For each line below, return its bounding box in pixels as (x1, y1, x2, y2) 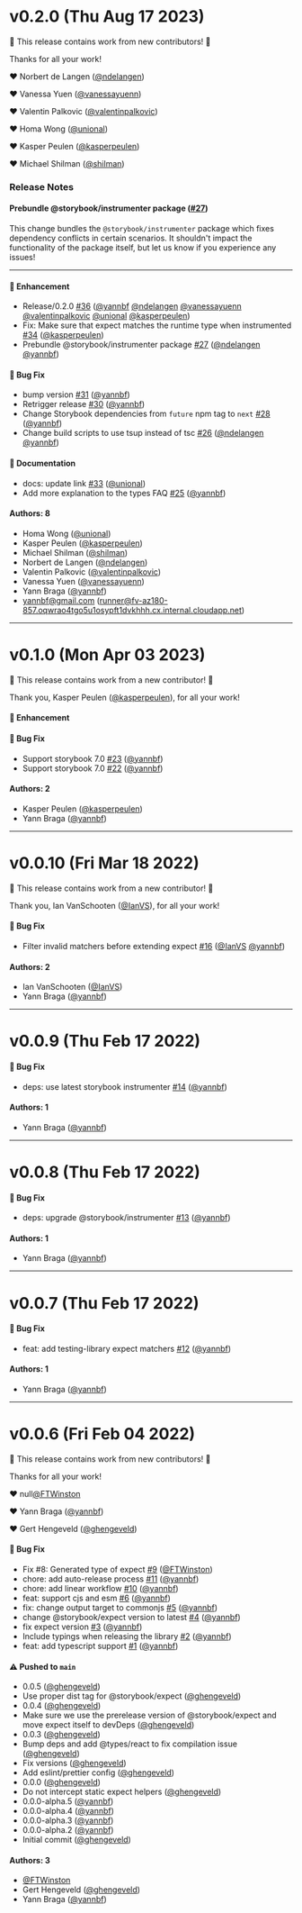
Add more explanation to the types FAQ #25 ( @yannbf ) (22, 487, 226, 498)
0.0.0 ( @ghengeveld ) (22, 1777, 102, 1788)
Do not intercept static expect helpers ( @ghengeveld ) (22, 1786, 222, 1798)
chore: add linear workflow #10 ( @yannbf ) (22, 1583, 179, 1594)
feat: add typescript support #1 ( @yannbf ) (22, 1641, 179, 1652)
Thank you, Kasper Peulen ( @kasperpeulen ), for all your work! (9, 692, 240, 703)
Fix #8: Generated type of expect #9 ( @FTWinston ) (22, 1564, 213, 1575)
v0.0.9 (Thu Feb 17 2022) (9, 1031, 200, 1051)
